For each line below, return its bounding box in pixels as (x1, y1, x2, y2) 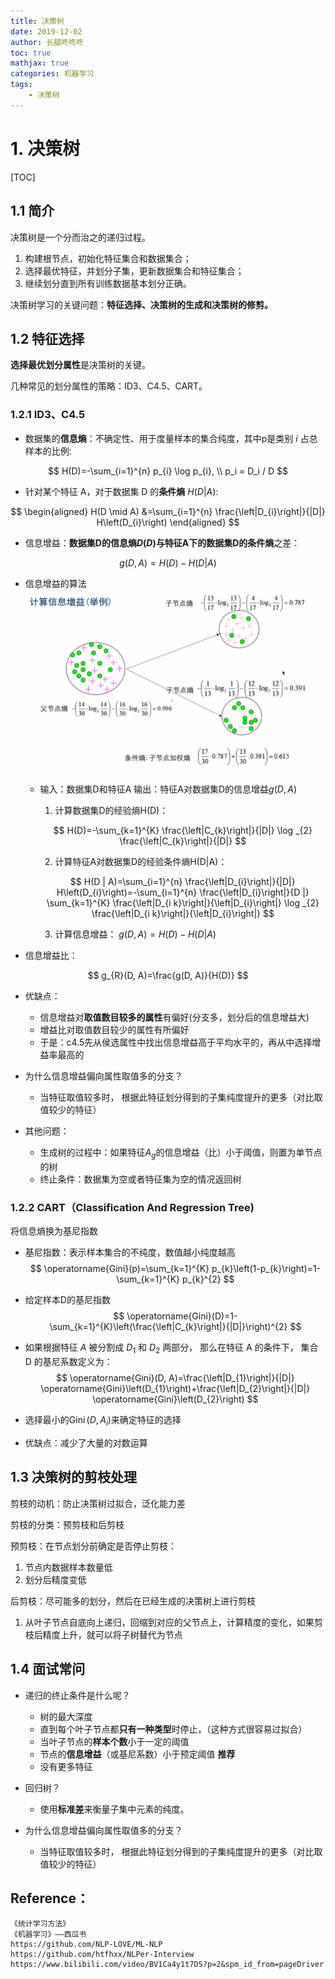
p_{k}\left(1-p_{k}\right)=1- (211, 1263, 322, 1275)
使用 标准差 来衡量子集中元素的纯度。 (39, 1803, 190, 1815)
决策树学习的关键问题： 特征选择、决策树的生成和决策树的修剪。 (10, 298, 273, 310)
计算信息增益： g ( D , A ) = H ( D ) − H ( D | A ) (54, 928, 217, 940)
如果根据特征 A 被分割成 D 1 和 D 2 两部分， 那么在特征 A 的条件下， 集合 (24, 1341, 319, 1356)
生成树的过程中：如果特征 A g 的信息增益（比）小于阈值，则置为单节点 (39, 1146, 323, 1161)
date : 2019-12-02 (10, 26, 83, 37)
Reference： (10, 1890, 90, 1907)
